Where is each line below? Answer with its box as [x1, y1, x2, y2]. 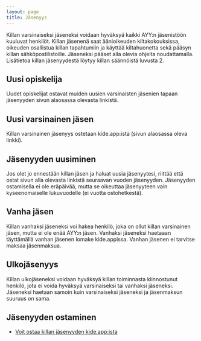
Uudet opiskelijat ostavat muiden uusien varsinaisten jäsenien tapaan [6, 90, 178, 97]
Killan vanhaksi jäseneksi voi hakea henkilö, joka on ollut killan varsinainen [6, 223, 191, 230]
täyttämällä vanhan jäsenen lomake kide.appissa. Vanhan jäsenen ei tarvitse [6, 235, 195, 243]
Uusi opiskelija [6, 74, 62, 84]
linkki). [6, 136, 23, 144]
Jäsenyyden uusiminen [6, 154, 97, 164]
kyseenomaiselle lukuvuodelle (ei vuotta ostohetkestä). [6, 189, 143, 196]
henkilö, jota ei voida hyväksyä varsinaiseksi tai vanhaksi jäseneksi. [6, 282, 174, 289]
